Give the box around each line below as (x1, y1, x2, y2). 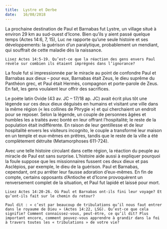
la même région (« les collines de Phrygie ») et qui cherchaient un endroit (5, 106, 156, 112)
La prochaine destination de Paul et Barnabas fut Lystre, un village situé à (5, 25, 156, 31)
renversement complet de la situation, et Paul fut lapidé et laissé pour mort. (5, 179, 160, 185)
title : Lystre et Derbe (5, 7, 57, 12)
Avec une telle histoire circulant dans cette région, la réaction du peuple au (5, 147, 159, 153)
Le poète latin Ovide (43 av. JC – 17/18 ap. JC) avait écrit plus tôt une (5, 95, 147, 101)
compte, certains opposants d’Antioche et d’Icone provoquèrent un (5, 174, 143, 180)
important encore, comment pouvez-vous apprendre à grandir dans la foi (5, 215, 160, 220)
